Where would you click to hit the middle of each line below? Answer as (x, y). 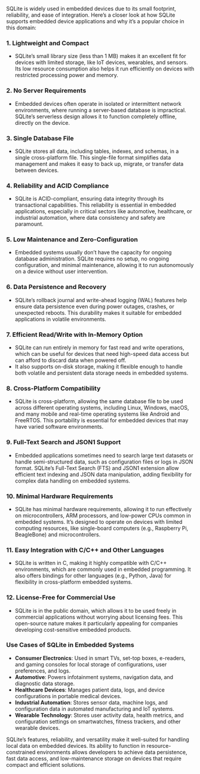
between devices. (37, 170)
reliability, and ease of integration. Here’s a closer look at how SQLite (91, 15)
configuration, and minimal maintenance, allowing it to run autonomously (104, 265)
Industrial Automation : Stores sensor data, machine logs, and (91, 702)
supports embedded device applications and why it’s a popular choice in (95, 21)
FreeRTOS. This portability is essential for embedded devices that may (101, 420)
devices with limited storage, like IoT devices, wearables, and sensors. (101, 63)
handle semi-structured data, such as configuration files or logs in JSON (104, 462)
